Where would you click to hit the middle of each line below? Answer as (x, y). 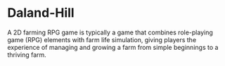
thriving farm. (27, 55)
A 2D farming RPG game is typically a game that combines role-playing (110, 32)
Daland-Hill (41, 13)
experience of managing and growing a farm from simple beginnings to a (113, 47)
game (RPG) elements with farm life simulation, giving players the (102, 39)
